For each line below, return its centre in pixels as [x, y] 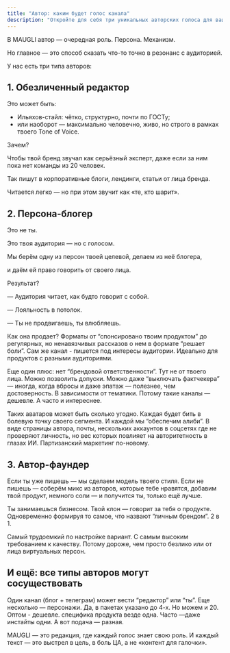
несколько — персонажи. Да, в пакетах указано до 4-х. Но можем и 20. [113, 607]
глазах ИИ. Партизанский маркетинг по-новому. [78, 443]
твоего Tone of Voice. [48, 132]
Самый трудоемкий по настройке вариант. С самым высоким [98, 537]
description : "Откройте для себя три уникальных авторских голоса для [110, 20]
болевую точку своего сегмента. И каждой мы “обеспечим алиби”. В [108, 421]
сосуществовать [45, 583]
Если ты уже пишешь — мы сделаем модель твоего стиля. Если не [105, 481]
